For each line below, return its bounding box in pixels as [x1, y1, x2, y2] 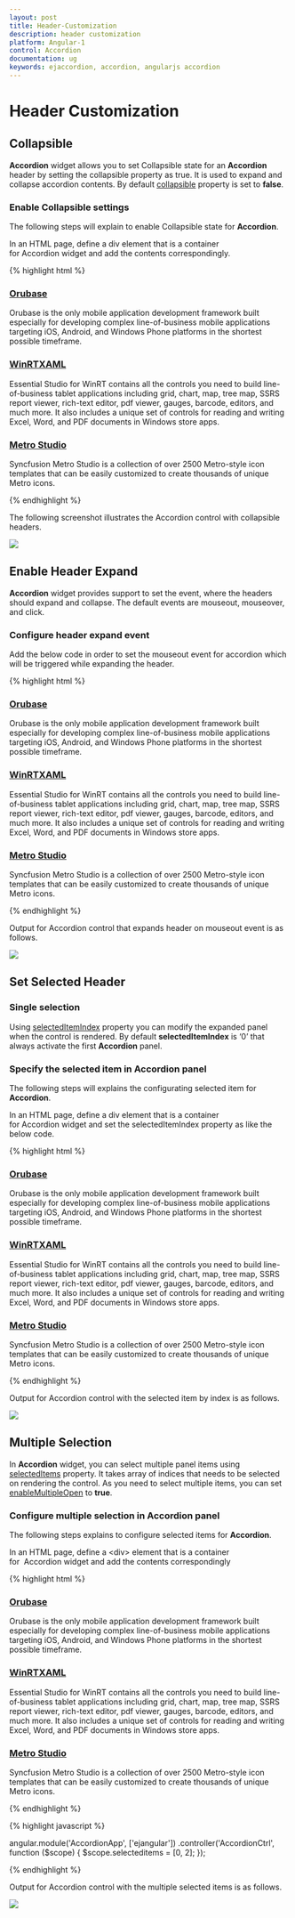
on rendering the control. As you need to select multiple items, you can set [9, 1477, 283, 1488]
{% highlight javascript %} [9, 1820, 106, 1831]
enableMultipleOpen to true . [9, 1487, 113, 1498]
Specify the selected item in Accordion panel [9, 1063, 207, 1075]
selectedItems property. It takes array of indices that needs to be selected [9, 1468, 280, 1478]
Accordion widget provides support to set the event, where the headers [9, 587, 273, 598]
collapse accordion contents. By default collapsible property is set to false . [9, 179, 284, 190]
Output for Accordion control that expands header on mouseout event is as [9, 923, 284, 934]
